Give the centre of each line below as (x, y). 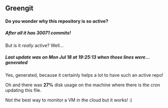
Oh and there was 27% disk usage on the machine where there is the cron (83, 85)
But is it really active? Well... (34, 45)
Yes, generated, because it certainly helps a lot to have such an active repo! (84, 75)
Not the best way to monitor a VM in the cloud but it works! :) (69, 100)
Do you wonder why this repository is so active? (57, 21)
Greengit (19, 8)
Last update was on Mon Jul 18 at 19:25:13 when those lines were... (78, 57)
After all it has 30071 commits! (38, 33)
